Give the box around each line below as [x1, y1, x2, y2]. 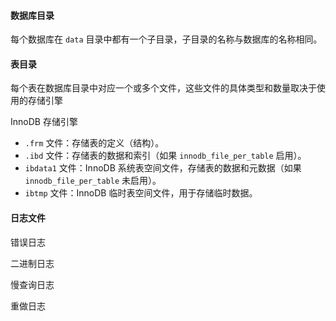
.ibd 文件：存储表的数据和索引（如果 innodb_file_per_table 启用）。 [24, 150, 307, 162]
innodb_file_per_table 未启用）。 [24, 175, 162, 187]
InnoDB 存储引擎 [10, 116, 78, 128]
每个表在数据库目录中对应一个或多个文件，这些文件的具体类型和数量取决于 [10, 82, 317, 94]
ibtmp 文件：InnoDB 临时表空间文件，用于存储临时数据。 [24, 187, 258, 199]
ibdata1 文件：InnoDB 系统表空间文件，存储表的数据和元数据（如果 [24, 162, 302, 174]
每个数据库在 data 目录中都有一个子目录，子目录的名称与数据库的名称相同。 [10, 33, 323, 45]
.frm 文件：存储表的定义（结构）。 [24, 137, 165, 149]
